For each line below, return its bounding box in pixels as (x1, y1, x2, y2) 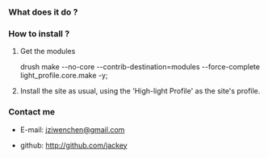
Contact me (8, 106, 56, 118)
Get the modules (19, 47, 76, 56)
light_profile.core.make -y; (19, 71, 108, 81)
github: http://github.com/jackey (19, 140, 128, 150)
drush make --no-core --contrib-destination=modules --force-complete (19, 62, 261, 72)
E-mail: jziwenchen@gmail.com (19, 124, 125, 135)
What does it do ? (8, 6, 78, 18)
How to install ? (8, 27, 70, 39)
